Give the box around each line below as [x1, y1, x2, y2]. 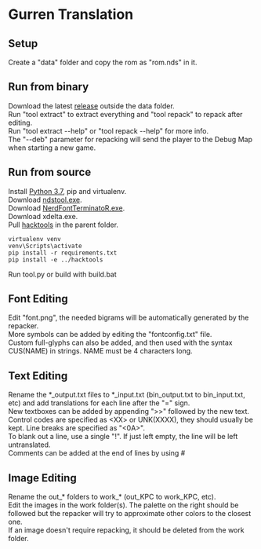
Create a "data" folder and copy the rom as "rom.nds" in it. [8, 57, 198, 67]
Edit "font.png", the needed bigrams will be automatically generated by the [8, 313, 249, 323]
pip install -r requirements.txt [8, 249, 118, 257]
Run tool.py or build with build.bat [8, 269, 118, 279]
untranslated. [8, 440, 51, 449]
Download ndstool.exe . [8, 195, 82, 204]
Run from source [8, 166, 92, 179]
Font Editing [8, 292, 68, 306]
